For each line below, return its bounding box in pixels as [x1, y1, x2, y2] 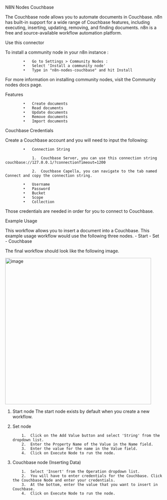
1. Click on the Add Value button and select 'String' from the [21, 433, 161, 438]
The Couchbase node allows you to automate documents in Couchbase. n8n [5, 14, 163, 20]
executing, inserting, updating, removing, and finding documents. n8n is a [5, 25, 157, 31]
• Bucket [23, 191, 46, 196]
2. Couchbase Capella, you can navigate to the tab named [31, 169, 157, 174]
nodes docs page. [5, 82, 42, 88]
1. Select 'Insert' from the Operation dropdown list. [21, 469, 140, 474]
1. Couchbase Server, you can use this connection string [31, 156, 157, 161]
